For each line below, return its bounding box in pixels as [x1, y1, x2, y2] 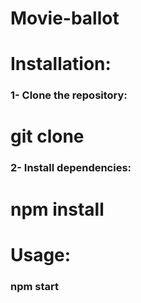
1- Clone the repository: [10, 88, 128, 102]
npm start [10, 279, 60, 293]
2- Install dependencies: [10, 161, 132, 175]
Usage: [10, 243, 72, 266]
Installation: [10, 53, 112, 76]
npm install [10, 198, 105, 221]
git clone [10, 125, 85, 148]
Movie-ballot [10, 7, 120, 30]
